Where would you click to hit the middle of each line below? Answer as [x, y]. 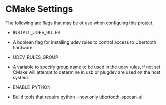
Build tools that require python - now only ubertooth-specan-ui [77, 97]
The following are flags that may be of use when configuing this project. [79, 23]
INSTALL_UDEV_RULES [36, 32]
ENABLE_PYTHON [32, 87]
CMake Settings [39, 9]
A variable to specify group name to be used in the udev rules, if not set [87, 67]
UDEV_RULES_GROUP [35, 57]
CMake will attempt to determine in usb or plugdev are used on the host [87, 72]
